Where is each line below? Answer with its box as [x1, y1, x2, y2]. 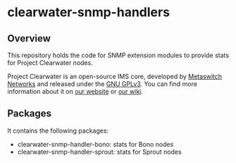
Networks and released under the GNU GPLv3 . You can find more [7, 80, 197, 88]
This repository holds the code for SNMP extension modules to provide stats [7, 51, 230, 59]
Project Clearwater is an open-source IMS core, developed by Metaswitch [7, 72, 223, 80]
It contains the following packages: [7, 126, 109, 135]
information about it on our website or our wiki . [7, 87, 143, 95]
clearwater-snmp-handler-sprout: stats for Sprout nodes [17, 147, 182, 156]
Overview [7, 32, 51, 44]
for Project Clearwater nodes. [7, 59, 93, 67]
